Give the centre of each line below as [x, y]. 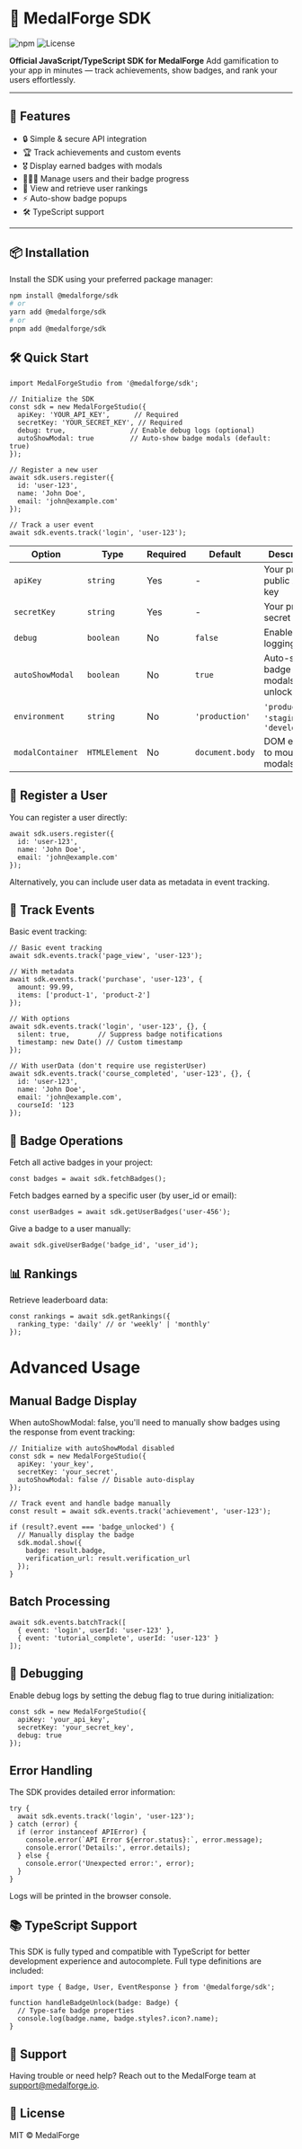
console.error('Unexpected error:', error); [110, 1864]
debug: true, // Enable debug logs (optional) [136, 431]
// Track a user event [52, 525]
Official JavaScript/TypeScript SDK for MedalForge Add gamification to [144, 60]
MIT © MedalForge [44, 2135]
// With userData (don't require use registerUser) [108, 1066]
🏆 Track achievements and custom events [102, 152]
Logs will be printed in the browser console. [90, 1896]
